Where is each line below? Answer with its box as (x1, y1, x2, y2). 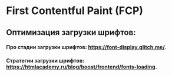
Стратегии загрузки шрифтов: (6, 57, 84, 64)
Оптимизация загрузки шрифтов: (6, 27, 137, 37)
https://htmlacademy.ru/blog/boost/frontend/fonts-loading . (6, 63, 157, 70)
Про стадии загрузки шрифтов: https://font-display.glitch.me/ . (6, 44, 167, 51)
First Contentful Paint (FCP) (6, 4, 143, 18)
